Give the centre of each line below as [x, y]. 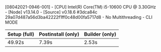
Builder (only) [100, 34]
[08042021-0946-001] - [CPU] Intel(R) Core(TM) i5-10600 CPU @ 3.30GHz [80, 7]
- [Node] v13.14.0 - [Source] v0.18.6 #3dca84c [51, 12]
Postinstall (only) [59, 34]
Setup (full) [21, 34]
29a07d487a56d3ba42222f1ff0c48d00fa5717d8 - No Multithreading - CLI [79, 17]
